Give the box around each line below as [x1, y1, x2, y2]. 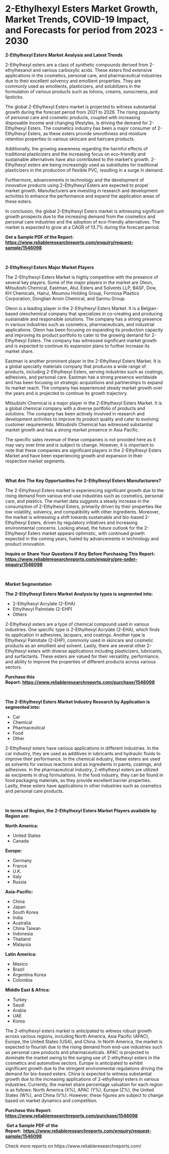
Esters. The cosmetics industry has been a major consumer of [27, 125, 157, 131]
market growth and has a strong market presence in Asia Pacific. [5, 427, 139, 433]
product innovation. [5, 541, 46, 547]
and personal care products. [5, 788, 64, 794]
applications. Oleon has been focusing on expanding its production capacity [5, 327, 163, 333]
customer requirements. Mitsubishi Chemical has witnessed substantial [5, 421, 153, 427]
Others [12, 611, 27, 617]
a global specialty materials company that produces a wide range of [5, 363, 146, 369]
